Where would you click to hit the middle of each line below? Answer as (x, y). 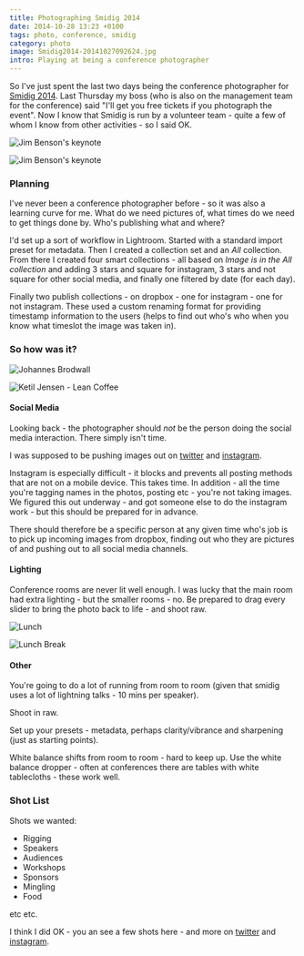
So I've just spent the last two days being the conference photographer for (149, 86)
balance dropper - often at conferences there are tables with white (134, 768)
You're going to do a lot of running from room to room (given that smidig (145, 686)
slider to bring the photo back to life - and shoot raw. (108, 609)
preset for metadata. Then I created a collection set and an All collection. (146, 250)
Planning (30, 183)
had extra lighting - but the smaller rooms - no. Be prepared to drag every (147, 599)
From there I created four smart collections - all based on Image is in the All (151, 259)
